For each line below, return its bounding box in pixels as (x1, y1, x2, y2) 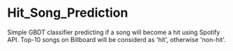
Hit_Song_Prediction (7, 5, 128, 21)
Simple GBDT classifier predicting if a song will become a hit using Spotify (7, 28, 220, 36)
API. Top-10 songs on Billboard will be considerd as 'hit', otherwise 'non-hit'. (7, 35, 227, 43)
